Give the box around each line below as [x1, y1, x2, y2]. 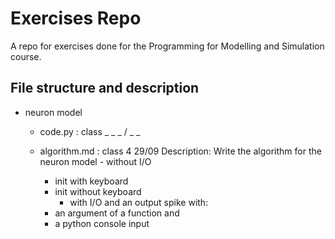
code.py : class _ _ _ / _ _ [39, 125, 141, 137]
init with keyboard [54, 175, 129, 187]
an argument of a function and [54, 207, 180, 219]
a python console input [54, 217, 150, 229]
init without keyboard [54, 185, 142, 197]
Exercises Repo [10, 7, 142, 30]
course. [10, 50, 42, 62]
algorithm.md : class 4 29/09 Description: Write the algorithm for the [39, 145, 322, 157]
